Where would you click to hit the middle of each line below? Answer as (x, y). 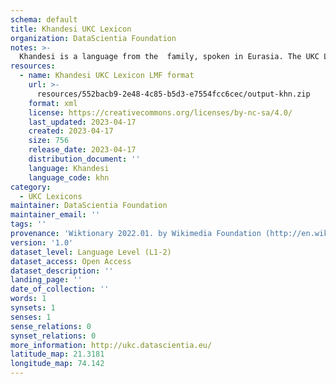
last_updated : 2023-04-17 (82, 122)
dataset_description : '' (62, 271)
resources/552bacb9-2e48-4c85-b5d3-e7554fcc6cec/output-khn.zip (173, 94)
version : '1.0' (42, 242)
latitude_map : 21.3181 (57, 354)
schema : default (44, 19)
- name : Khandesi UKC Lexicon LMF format (107, 76)
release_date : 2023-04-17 (82, 150)
